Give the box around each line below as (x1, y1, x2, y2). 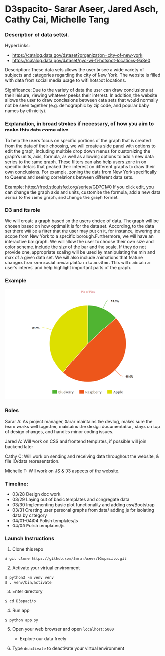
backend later (5, 443, 33, 449)
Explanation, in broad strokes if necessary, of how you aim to (5, 120, 154, 127)
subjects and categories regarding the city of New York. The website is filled (5, 72, 161, 78)
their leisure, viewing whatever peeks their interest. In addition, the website (5, 92, 158, 98)
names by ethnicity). (5, 108, 47, 114)
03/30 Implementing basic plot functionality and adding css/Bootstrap (12, 501, 155, 508)
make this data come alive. (5, 127, 70, 133)
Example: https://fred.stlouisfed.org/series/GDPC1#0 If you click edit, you (5, 184, 154, 190)
